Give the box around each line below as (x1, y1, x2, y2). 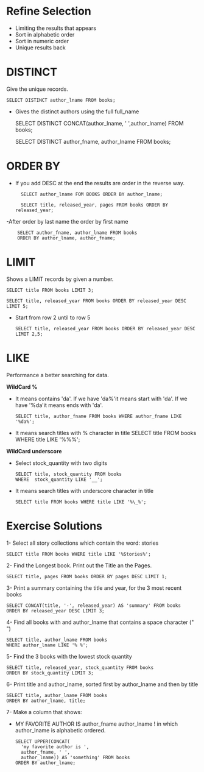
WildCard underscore (6, 447, 62, 455)
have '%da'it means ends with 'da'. (15, 401, 104, 409)
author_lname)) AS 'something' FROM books (21, 754, 130, 760)
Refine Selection (6, 4, 91, 18)
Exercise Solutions (6, 519, 102, 533)
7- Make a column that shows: (6, 708, 82, 715)
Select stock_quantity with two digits (15, 459, 108, 467)
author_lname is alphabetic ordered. (15, 726, 106, 734)
